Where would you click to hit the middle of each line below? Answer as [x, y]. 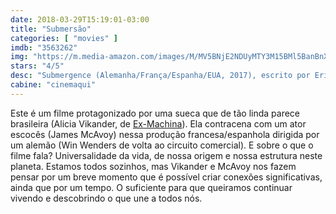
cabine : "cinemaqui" [53, 85]
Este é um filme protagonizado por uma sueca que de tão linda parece [155, 113]
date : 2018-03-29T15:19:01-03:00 [80, 19]
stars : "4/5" [37, 66]
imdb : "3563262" [44, 47]
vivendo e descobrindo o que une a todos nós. [106, 198]
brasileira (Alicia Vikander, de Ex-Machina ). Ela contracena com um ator [158, 123]
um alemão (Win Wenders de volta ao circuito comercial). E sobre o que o [162, 145]
